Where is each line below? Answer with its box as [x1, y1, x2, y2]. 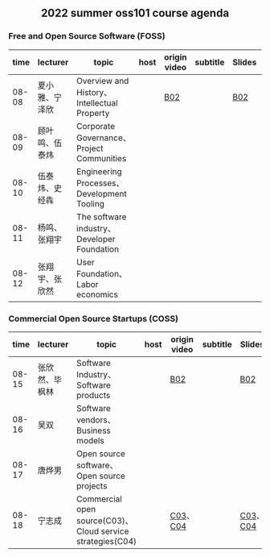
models [76, 434, 104, 446]
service [100, 526, 129, 537]
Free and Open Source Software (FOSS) [8, 31, 166, 42]
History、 [76, 86, 112, 98]
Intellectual [76, 97, 118, 108]
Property [76, 107, 110, 118]
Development [76, 188, 127, 199]
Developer [76, 233, 116, 244]
